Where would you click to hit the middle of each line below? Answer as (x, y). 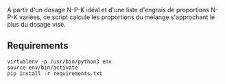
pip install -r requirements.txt (55, 73)
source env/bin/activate (43, 68)
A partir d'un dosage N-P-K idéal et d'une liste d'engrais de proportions (108, 10)
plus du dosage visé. (37, 24)
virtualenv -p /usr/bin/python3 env (59, 61)
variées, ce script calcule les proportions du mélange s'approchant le (117, 17)
